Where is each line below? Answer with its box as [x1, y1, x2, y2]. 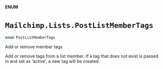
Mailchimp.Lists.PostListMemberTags [5, 21, 154, 30]
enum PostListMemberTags [5, 35, 55, 40]
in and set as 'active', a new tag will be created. [5, 58, 100, 64]
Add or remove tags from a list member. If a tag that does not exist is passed [5, 53, 159, 59]
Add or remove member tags [5, 43, 63, 50]
